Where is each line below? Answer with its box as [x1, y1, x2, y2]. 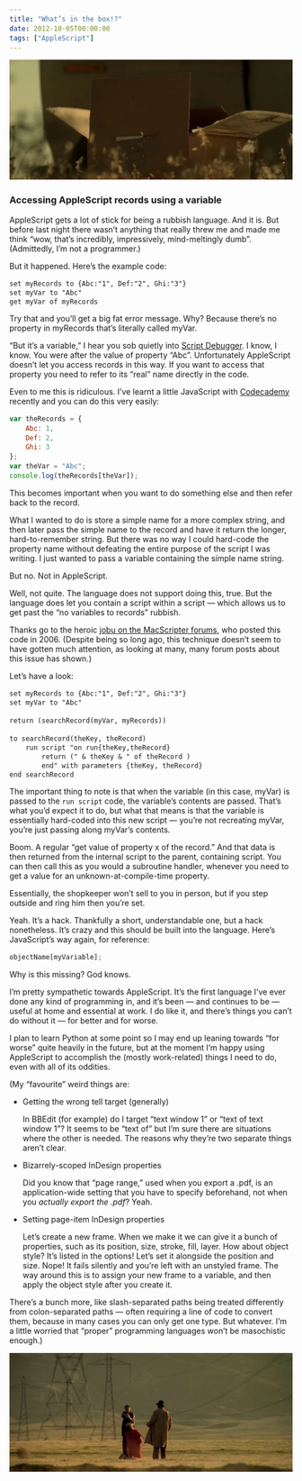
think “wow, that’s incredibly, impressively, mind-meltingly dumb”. [9, 233, 252, 244]
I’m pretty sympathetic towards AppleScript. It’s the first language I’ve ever [9, 986, 286, 997]
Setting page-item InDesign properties [22, 1213, 164, 1224]
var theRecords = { [9, 414, 83, 423]
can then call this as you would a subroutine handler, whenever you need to [9, 860, 289, 871]
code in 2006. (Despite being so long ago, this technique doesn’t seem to [9, 633, 281, 644]
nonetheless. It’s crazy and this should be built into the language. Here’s [9, 924, 276, 935]
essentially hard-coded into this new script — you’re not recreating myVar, [9, 814, 285, 825]
